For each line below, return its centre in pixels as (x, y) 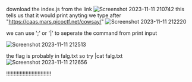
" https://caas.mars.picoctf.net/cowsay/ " (55, 22)
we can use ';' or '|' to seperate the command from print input (82, 33)
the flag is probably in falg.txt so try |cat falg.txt (64, 56)
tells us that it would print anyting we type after (64, 15)
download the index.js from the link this (95, 9)
